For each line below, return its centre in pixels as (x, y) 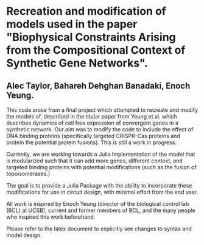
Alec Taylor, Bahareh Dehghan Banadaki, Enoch (98, 86)
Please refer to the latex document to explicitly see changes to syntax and (99, 229)
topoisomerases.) (28, 174)
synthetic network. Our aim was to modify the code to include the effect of (100, 129)
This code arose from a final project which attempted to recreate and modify (102, 110)
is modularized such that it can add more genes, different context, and (94, 161)
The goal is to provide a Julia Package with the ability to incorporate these (99, 185)
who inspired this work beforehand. (51, 217)
